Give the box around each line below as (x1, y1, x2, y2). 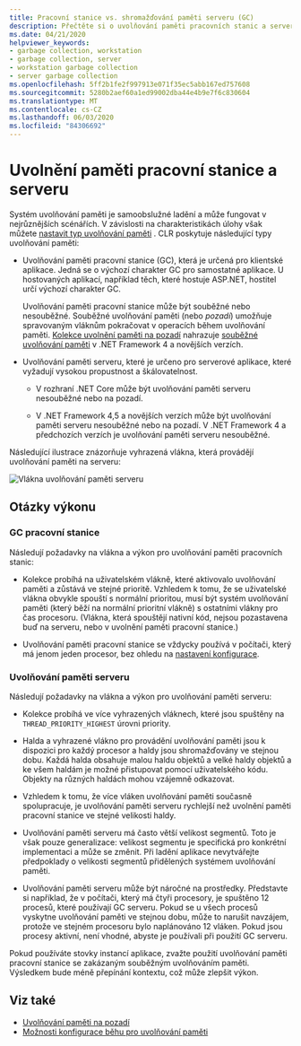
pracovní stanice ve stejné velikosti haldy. (21, 809, 176, 821)
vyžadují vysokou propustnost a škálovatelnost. (21, 365, 199, 377)
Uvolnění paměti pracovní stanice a (9, 161, 278, 180)
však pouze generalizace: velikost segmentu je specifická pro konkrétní (21, 836, 287, 848)
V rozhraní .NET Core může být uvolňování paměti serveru (35, 383, 251, 394)
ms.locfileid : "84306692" (9, 122, 106, 131)
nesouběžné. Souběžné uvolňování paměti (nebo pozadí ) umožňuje (21, 310, 272, 321)
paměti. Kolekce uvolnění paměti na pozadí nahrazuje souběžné (21, 329, 258, 340)
